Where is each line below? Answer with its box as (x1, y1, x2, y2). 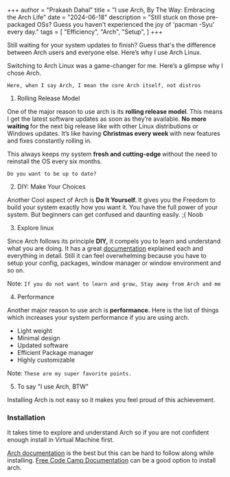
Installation (7, 412, 46, 422)
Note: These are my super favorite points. (7, 369, 133, 377)
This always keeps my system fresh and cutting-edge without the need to (7, 150, 218, 158)
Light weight (16, 327, 53, 335)
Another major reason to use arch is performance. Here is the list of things (7, 306, 219, 314)
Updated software (16, 341, 69, 349)
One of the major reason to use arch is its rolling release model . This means (7, 108, 223, 115)
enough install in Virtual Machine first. (7, 436, 115, 444)
